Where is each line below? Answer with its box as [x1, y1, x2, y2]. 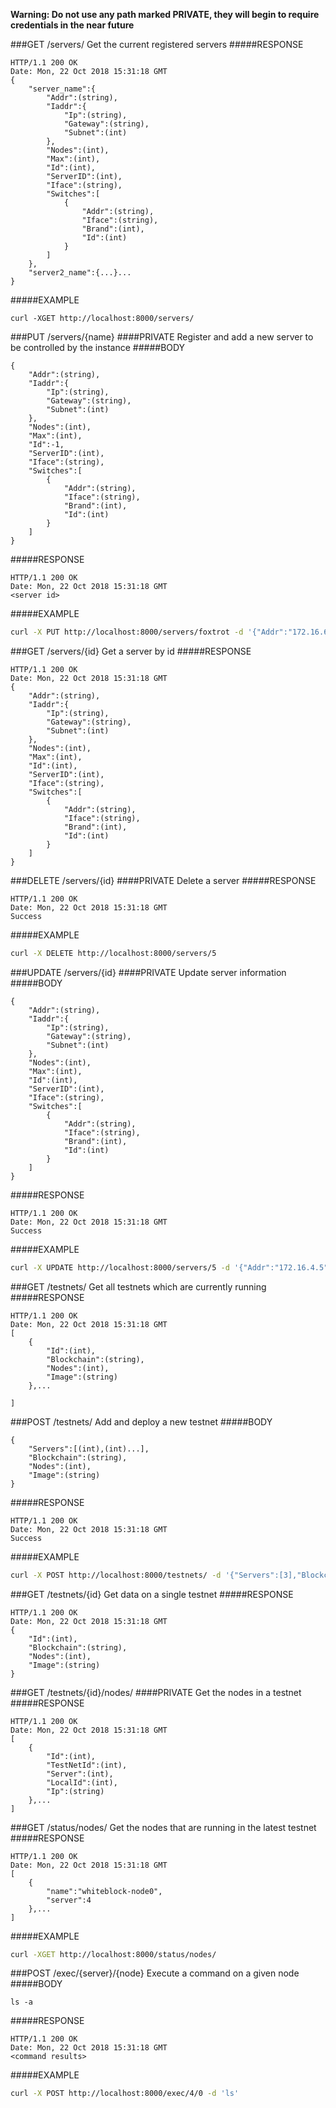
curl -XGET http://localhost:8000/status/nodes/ [10, 1949, 217, 1959]
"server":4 [46, 1895, 92, 1905]
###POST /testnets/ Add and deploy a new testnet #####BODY [10, 1415, 273, 1428]
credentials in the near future [10, 19, 135, 31]
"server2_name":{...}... [28, 268, 132, 278]
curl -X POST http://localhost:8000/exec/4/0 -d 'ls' [10, 2089, 240, 2099]
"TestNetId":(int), [46, 1760, 128, 1770]
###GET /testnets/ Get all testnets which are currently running [10, 1280, 267, 1293]
